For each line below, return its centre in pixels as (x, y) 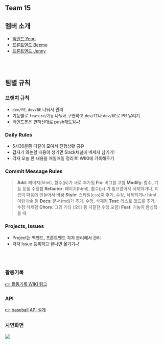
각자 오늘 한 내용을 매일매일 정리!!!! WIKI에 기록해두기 (63, 159)
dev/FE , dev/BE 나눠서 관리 (38, 109)
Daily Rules (19, 134)
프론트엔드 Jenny (29, 51)
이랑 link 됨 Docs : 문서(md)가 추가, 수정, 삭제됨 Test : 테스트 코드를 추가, (86, 201)
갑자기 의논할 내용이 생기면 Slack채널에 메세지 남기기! (63, 152)
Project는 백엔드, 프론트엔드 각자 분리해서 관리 (57, 238)
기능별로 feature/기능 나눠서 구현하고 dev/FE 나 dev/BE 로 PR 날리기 (76, 115)
